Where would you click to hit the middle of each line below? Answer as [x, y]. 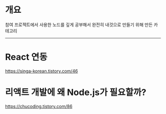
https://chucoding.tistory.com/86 [39, 106]
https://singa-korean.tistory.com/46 [41, 71]
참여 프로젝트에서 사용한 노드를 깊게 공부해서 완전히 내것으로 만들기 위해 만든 [79, 25]
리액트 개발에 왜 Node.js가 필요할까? [76, 93]
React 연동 [26, 57]
